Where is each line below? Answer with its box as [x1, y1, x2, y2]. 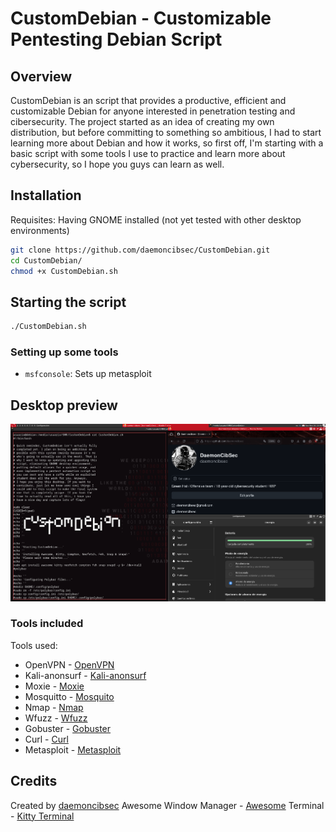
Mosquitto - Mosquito [24, 690, 115, 702]
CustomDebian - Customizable [10, 7, 272, 30]
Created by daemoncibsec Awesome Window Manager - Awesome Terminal [10, 799, 325, 811]
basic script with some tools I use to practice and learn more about [10, 148, 286, 159]
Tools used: [10, 639, 58, 651]
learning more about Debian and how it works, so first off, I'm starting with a [10, 137, 324, 149]
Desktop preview [10, 397, 118, 414]
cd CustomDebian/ [10, 255, 83, 266]
